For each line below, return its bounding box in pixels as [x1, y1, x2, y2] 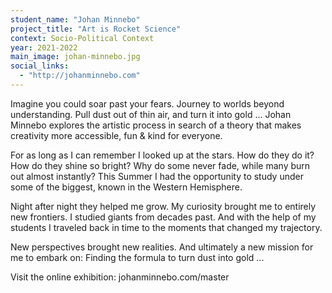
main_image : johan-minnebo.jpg [10, 52, 141, 62]
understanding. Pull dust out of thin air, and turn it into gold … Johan [10, 108, 292, 120]
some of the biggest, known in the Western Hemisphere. [10, 181, 243, 193]
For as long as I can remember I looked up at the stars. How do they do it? [10, 149, 315, 161]
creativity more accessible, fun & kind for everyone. [10, 129, 223, 141]
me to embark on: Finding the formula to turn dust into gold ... [10, 251, 265, 263]
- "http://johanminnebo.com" [19, 71, 141, 81]
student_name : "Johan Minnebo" [10, 14, 141, 25]
